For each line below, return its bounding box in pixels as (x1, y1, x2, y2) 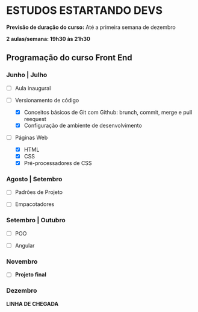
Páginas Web (14, 134, 48, 141)
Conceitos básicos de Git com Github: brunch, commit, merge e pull (23, 108, 193, 116)
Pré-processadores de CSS (23, 160, 92, 167)
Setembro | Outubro (6, 216, 66, 225)
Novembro (6, 257, 38, 266)
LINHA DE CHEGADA (6, 300, 59, 307)
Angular (14, 242, 35, 249)
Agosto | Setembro (6, 175, 63, 184)
